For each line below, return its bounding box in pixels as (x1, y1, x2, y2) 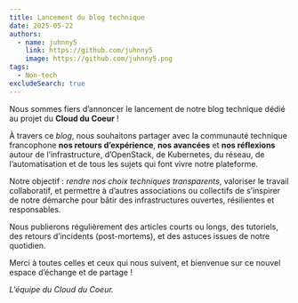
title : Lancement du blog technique (9, 12, 145, 22)
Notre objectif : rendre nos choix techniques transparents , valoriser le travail (9, 175, 289, 187)
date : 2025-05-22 (9, 21, 74, 30)
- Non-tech (17, 71, 58, 80)
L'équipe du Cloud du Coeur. (9, 283, 114, 294)
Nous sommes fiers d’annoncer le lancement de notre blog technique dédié (9, 103, 286, 114)
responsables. (9, 203, 61, 214)
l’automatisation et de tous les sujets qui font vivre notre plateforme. (9, 158, 259, 169)
